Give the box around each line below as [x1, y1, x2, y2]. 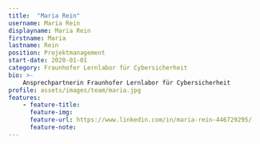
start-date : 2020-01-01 [8, 57, 88, 65]
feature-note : [29, 123, 78, 131]
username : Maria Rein [8, 19, 81, 27]
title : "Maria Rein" [8, 11, 81, 20]
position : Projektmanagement [8, 49, 106, 57]
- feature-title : [22, 101, 81, 109]
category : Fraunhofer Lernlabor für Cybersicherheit [8, 64, 188, 72]
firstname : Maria [8, 34, 66, 42]
